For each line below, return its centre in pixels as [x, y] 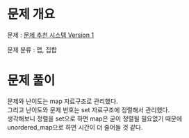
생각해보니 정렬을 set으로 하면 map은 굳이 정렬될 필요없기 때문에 [95, 118]
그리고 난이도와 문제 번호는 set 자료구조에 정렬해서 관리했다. [89, 109]
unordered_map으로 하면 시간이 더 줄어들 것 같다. [75, 127]
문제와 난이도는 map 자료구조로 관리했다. [63, 101]
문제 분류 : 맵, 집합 [32, 49]
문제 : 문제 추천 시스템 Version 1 [51, 35]
